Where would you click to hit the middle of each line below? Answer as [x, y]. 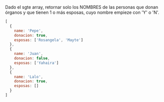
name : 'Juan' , [29, 54]
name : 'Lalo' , [29, 77]
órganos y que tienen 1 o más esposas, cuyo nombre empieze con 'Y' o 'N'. [82, 12]
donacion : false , [32, 58]
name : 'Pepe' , [29, 31]
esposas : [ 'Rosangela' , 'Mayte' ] [49, 40]
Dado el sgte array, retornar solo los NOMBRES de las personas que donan [82, 7]
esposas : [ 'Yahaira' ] [36, 63]
